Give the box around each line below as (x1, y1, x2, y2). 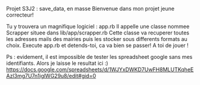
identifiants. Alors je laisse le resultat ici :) (6, 59, 109, 67)
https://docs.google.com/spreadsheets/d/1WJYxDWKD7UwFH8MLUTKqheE (6, 66, 194, 73)
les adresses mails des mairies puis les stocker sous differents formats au (6, 36, 188, 42)
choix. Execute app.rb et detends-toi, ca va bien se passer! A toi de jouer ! (6, 42, 189, 49)
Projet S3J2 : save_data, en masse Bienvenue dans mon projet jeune (6, 5, 175, 12)
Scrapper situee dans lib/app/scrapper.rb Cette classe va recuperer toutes (6, 29, 190, 36)
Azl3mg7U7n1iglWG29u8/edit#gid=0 (6, 73, 97, 79)
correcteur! (6, 11, 34, 18)
